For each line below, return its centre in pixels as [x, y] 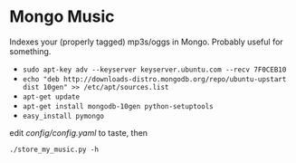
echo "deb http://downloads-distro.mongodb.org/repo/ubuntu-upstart [154, 79]
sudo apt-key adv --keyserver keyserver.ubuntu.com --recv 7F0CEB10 [154, 70]
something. [30, 51]
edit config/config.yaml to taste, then [78, 132]
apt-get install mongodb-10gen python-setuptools [118, 106]
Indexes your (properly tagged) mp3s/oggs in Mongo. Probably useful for [146, 42]
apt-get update [51, 97]
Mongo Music [62, 17]
